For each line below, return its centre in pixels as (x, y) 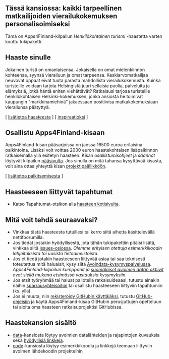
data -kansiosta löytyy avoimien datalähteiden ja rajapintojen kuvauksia (86, 335)
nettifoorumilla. (28, 237)
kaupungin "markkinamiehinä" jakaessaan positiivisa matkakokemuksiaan (82, 102)
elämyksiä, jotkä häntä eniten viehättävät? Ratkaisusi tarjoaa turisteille (78, 91)
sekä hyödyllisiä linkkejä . (38, 340)
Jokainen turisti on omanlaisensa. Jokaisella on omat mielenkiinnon (75, 70)
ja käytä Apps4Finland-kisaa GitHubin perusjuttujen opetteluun (96, 302)
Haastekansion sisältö (41, 323)
